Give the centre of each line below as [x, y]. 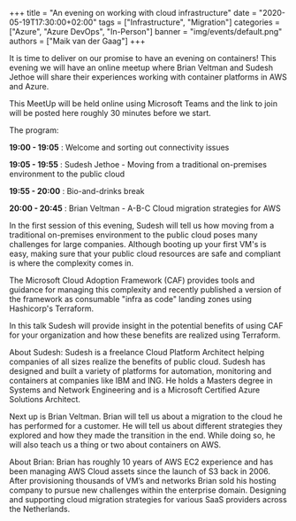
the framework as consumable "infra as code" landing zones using [130, 299]
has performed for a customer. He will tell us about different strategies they [146, 426]
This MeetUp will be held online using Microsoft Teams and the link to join [144, 104]
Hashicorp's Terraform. [52, 308]
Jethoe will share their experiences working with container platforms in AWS [148, 77]
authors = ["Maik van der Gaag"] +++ [77, 41]
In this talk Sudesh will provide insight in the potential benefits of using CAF [147, 326]
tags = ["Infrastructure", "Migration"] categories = [190, 22]
